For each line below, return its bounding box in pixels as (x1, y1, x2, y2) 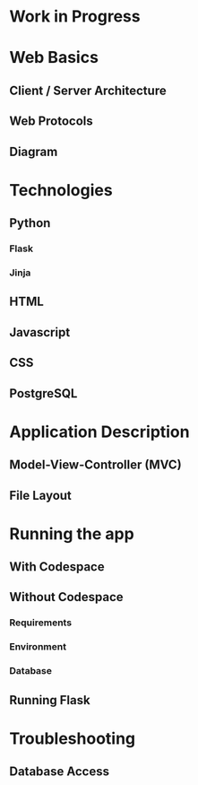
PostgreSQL (9, 386, 78, 401)
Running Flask (9, 693, 91, 708)
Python (9, 215, 51, 231)
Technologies (9, 179, 114, 200)
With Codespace (9, 559, 105, 575)
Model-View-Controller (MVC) (9, 458, 182, 473)
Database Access (9, 764, 110, 780)
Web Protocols (9, 114, 94, 129)
